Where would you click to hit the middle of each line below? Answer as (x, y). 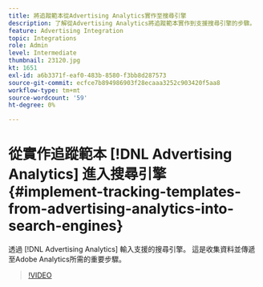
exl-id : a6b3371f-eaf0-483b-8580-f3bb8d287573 (87, 75)
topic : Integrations (43, 38)
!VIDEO (40, 275)
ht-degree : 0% (32, 105)
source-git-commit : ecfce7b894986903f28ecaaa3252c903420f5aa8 (114, 83)
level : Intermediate (43, 53)
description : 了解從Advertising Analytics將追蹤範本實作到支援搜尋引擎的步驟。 (132, 23)
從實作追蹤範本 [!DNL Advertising (120, 154)
